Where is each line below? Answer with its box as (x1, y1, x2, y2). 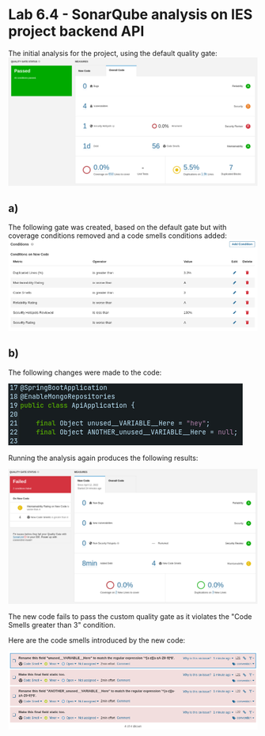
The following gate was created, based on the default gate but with (8, 223, 227, 232)
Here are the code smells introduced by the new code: (8, 636, 186, 645)
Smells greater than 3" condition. (8, 621, 116, 630)
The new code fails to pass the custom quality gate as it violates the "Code (8, 612, 252, 621)
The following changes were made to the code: (8, 368, 162, 377)
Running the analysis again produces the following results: (8, 453, 199, 462)
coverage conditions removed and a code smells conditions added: (8, 231, 227, 240)
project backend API (8, 22, 145, 40)
